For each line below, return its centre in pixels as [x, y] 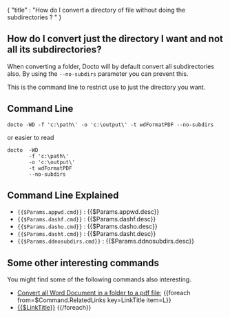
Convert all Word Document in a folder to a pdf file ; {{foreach [104, 293]
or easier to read [31, 137]
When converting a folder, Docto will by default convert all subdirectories [111, 66]
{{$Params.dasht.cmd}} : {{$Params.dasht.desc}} [86, 234]
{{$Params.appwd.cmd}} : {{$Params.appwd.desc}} [88, 212]
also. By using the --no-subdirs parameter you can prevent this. [98, 73]
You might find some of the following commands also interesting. [99, 279]
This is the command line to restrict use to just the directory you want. [106, 87]
